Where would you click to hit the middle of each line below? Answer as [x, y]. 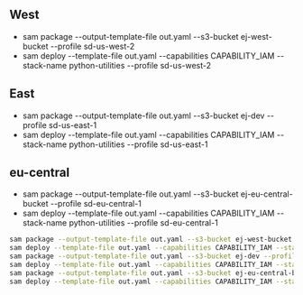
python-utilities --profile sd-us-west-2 [140, 65]
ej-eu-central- [266, 194]
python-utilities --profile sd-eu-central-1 [143, 223]
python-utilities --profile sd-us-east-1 [138, 144]
